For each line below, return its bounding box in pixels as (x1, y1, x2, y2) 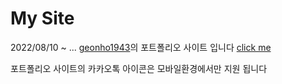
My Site (10, 7, 75, 30)
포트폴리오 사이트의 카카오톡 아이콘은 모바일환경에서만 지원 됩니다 (10, 62, 268, 74)
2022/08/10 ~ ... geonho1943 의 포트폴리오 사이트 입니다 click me (10, 41, 272, 53)
